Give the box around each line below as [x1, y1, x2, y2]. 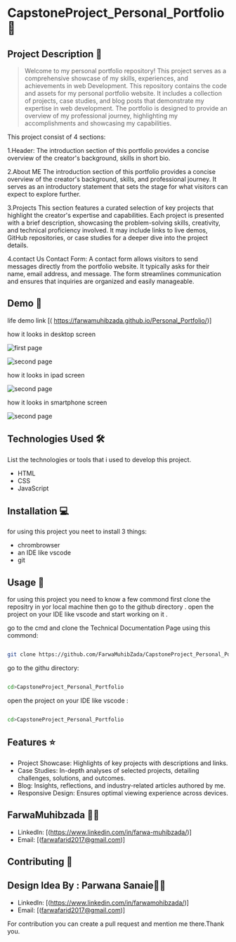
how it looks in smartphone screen [7, 398, 107, 407]
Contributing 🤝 [7, 855, 73, 867]
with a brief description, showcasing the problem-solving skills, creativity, [7, 218, 221, 227]
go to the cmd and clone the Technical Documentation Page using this [7, 624, 211, 632]
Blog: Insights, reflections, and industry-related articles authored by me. [17, 781, 226, 790]
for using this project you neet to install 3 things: [7, 527, 147, 536]
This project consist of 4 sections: [7, 132, 106, 141]
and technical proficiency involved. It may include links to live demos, [7, 226, 208, 234]
